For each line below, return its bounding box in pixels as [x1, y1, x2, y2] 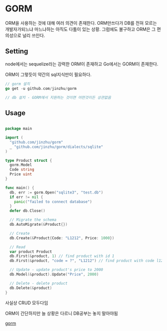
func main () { [5, 185, 35, 190]
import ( [5, 135, 23, 140]
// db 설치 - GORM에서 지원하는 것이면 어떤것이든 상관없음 [5, 95, 111, 100]
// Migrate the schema [9, 217, 57, 222]
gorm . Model [9, 162, 32, 168]
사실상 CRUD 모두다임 [5, 300, 48, 306]
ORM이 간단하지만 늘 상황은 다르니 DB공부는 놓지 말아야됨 [5, 310, 118, 316]
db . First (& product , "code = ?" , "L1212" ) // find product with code [9, 259, 155, 264]
